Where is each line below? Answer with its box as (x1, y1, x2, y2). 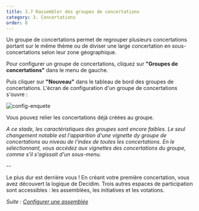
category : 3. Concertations (6, 14, 76, 20)
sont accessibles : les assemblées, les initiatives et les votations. (6, 187, 165, 194)
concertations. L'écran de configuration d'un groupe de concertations (6, 85, 178, 92)
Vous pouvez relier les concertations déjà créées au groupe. (6, 114, 154, 121)
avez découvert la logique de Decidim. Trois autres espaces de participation (6, 180, 194, 188)
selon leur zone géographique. (41, 49, 117, 56)
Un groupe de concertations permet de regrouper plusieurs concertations (6, 36, 188, 44)
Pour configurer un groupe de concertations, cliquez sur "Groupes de (6, 60, 178, 67)
